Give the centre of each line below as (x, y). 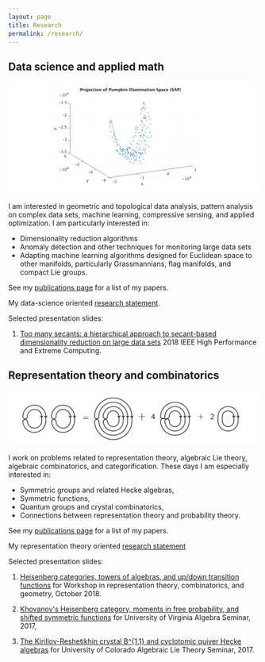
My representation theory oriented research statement (97, 546)
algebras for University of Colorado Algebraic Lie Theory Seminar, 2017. (137, 649)
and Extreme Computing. (60, 351)
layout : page (30, 17)
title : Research (35, 25)
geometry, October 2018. (60, 593)
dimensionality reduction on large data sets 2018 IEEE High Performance (138, 342)
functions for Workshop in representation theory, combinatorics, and (132, 585)
